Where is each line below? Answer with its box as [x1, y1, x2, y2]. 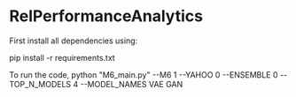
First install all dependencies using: [9, 35, 138, 46]
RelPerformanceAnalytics [9, 6, 204, 26]
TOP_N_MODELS [9, 78, 72, 89]
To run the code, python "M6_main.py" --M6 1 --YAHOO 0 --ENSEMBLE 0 [9, 69, 278, 80]
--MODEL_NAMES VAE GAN [80, 78, 183, 89]
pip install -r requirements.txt [9, 52, 115, 63]
